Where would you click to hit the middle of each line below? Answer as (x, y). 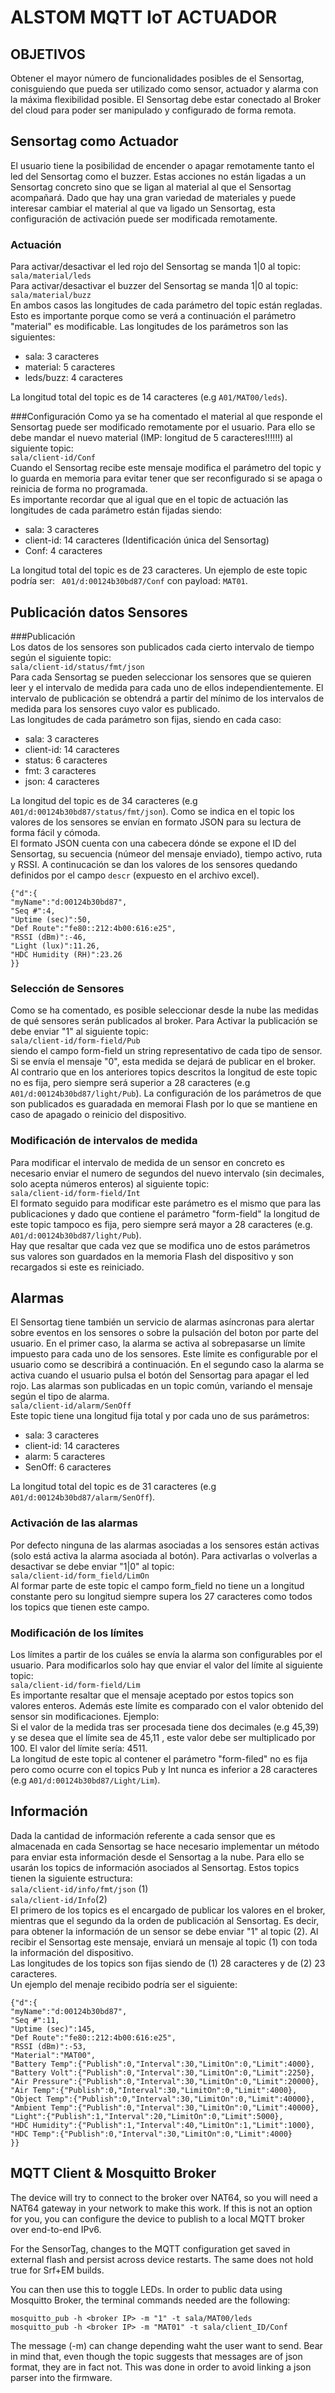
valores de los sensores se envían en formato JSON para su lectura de (156, 822)
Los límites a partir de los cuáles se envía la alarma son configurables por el (166, 1654)
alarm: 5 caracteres (65, 1457)
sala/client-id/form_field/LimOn (80, 1576)
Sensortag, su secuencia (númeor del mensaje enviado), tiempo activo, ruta (166, 853)
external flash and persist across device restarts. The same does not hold (162, 2259)
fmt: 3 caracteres (60, 770)
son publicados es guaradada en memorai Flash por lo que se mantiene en (164, 1104)
